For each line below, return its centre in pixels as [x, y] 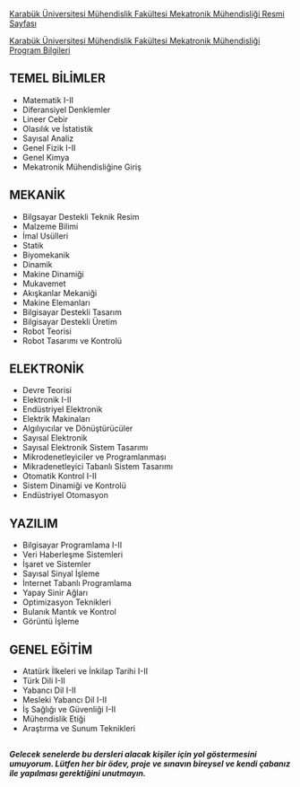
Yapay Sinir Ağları [55, 593]
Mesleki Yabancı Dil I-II [64, 700]
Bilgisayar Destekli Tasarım [72, 312]
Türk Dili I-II [43, 681]
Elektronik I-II [47, 400]
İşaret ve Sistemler [56, 564]
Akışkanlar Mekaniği [60, 293]
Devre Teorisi [47, 390]
